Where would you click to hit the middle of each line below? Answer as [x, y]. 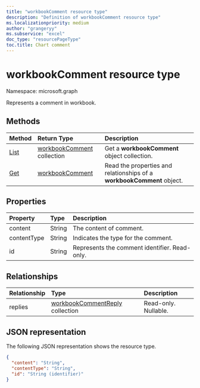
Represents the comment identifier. [122, 248]
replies [19, 307]
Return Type [55, 138]
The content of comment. [108, 229]
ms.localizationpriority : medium [48, 23]
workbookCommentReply [87, 303]
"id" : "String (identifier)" [48, 374]
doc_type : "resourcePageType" [44, 39]
